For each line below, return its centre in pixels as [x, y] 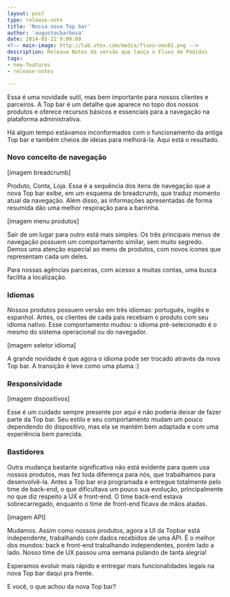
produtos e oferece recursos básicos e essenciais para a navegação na [108, 112]
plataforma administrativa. [44, 119]
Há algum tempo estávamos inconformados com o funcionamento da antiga [115, 132]
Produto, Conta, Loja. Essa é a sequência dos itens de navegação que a [109, 185]
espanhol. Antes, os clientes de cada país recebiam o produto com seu [108, 317]
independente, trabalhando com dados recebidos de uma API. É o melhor [111, 538]
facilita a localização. [37, 277]
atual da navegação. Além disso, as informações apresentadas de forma [109, 200]
